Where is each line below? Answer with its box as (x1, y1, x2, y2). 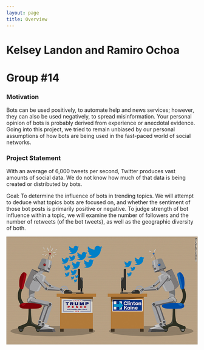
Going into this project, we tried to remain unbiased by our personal (6, 126, 175, 133)
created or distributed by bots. (6, 180, 83, 188)
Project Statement (6, 154, 61, 162)
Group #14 (6, 70, 59, 84)
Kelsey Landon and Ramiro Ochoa (6, 43, 180, 57)
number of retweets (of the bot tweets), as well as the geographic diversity (6, 218, 194, 225)
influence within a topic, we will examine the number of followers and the (6, 211, 189, 219)
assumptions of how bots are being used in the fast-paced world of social (6, 132, 191, 140)
